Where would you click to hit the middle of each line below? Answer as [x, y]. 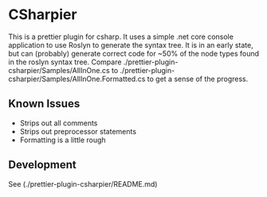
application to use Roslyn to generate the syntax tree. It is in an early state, [131, 44]
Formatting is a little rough [63, 140]
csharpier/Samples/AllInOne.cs [59, 70]
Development [43, 165]
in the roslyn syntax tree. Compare [65, 62]
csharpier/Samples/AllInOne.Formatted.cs [77, 79]
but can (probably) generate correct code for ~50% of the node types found [134, 53]
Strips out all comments [59, 123]
